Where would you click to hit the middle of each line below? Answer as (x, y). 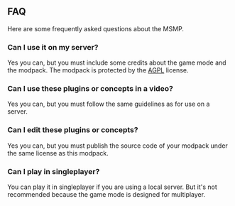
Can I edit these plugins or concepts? (73, 130)
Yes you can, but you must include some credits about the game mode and (117, 63)
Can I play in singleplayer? (54, 171)
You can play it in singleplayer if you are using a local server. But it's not (113, 187)
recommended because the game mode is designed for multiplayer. (106, 194)
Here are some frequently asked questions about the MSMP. (96, 28)
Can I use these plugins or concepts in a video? (91, 89)
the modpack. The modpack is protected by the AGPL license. (98, 70)
